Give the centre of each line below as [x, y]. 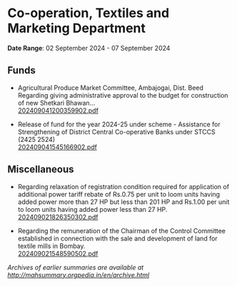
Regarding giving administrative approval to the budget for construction [123, 95]
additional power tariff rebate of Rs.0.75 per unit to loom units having [118, 194]
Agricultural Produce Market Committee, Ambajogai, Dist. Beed [110, 88]
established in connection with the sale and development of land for [117, 238]
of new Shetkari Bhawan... [56, 103]
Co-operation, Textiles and [89, 13]
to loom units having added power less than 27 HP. [92, 209]
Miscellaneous [41, 169]
